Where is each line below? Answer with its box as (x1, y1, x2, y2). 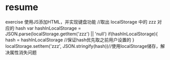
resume (5, 2, 38, 13)
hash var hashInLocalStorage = (15, 25, 81, 31)
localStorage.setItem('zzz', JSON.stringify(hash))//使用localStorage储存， (5, 43, 161, 49)
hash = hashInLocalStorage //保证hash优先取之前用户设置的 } (5, 37, 134, 43)
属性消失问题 (9, 49, 37, 55)
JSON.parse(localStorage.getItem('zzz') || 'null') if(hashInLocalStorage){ (5, 31, 158, 37)
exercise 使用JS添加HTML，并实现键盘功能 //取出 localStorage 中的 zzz (5, 19, 157, 25)
